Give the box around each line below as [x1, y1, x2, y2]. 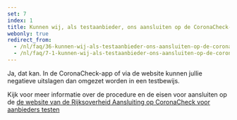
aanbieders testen [7, 105, 60, 114]
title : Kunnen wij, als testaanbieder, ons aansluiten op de [7, 23, 191, 30]
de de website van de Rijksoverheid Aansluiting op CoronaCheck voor [7, 97, 210, 106]
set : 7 [7, 10, 27, 18]
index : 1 [7, 17, 33, 24]
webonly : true [7, 30, 49, 37]
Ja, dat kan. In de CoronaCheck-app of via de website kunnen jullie [7, 68, 202, 78]
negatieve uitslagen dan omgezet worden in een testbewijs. [7, 76, 180, 85]
